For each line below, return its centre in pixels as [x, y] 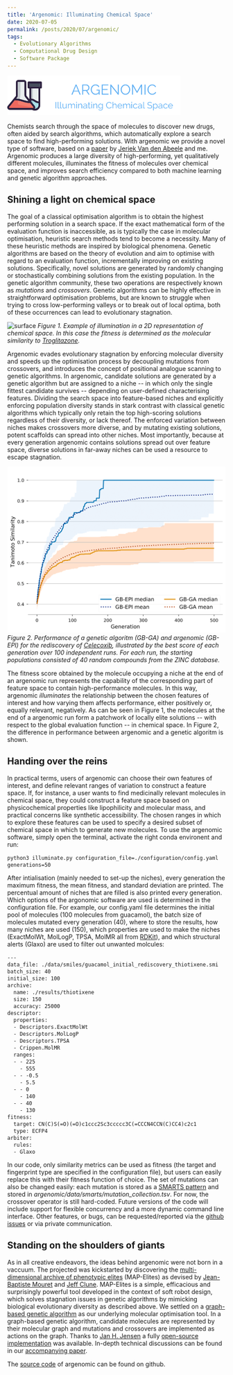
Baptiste [19, 1284]
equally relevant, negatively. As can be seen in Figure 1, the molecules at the [116, 710]
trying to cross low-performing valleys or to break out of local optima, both [114, 304]
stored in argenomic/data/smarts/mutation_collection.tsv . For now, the [108, 1194]
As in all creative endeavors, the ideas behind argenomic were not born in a [115, 1262]
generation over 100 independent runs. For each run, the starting [100, 652]
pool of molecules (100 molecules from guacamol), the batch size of [105, 915]
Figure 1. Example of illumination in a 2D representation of [120, 325]
